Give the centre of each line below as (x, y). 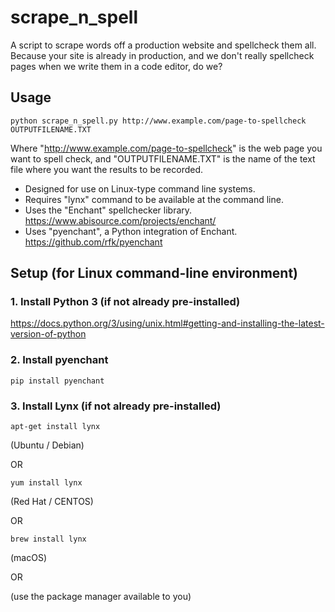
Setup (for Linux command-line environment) (154, 273)
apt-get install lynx (55, 427)
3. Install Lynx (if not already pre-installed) (116, 406)
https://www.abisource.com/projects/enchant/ (120, 220)
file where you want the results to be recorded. (107, 169)
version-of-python (48, 334)
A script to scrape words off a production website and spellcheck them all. (163, 45)
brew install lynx (48, 539)
